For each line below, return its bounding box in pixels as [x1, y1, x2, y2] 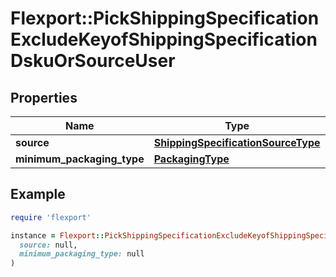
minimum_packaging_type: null [19, 249, 145, 259]
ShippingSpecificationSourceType [153, 136, 321, 149]
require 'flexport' [10, 212, 92, 222]
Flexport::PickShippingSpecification [10, 7, 320, 30]
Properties [10, 89, 78, 106]
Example [10, 186, 66, 203]
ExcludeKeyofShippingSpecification [10, 28, 318, 51]
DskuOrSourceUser [10, 50, 176, 72]
